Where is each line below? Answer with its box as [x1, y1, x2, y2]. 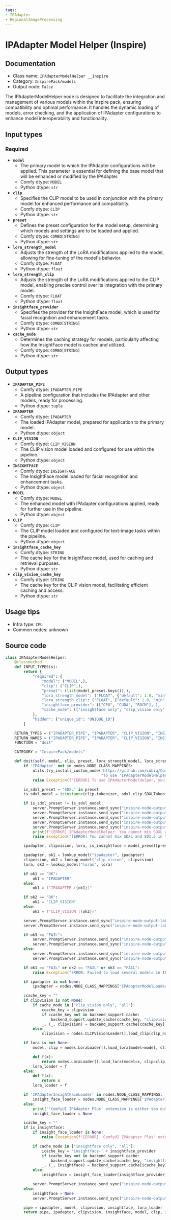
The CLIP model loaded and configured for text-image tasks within [20, 527, 160, 534]
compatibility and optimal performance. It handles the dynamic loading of [5, 104, 159, 110]
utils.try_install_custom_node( [32, 768, 101, 773]
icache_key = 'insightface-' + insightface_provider [41, 1148, 156, 1154]
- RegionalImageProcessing [5, 17, 63, 22]
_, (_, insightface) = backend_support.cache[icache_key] [41, 1163, 167, 1168]
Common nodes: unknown [12, 627, 68, 633]
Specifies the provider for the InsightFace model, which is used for [20, 309, 160, 315]
